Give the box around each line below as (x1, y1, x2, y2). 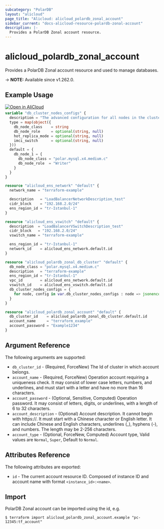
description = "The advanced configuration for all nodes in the (9, 116, 145, 120)
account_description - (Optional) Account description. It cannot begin (12, 410, 153, 416)
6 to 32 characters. (12, 405, 51, 411)
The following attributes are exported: (5, 464, 81, 470)
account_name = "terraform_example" (9, 319, 93, 324)
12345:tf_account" (5, 520, 42, 525)
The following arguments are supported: (5, 354, 86, 360)
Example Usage (5, 91, 54, 99)
